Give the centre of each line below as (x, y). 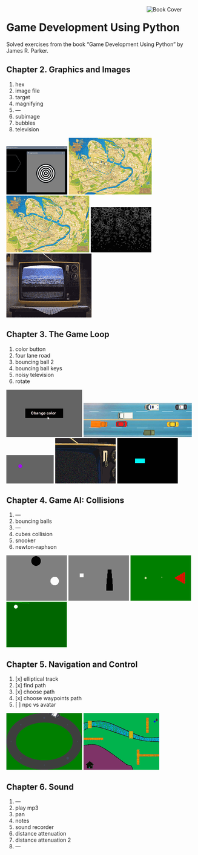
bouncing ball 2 (35, 362)
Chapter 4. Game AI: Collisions (65, 500)
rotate (22, 381)
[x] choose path (35, 692)
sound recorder (35, 827)
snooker (25, 540)
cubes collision (34, 534)
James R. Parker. (27, 50)
